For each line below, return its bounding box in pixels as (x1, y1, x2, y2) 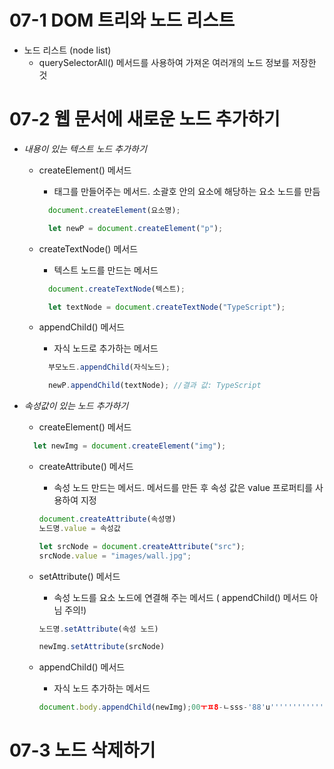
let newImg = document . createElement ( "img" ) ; (33, 441, 227, 451)
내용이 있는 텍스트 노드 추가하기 (23, 142, 147, 155)
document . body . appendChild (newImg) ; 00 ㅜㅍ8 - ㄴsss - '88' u (38, 702, 271, 713)
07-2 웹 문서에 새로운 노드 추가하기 (9, 108, 281, 131)
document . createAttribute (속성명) (38, 514, 177, 524)
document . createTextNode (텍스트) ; (47, 284, 186, 294)
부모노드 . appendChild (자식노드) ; (47, 362, 171, 373)
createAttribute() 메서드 (38, 461, 134, 472)
